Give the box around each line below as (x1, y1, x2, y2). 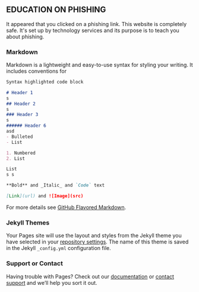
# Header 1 (6, 89, 33, 95)
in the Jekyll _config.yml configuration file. (6, 245, 111, 252)
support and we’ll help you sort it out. (6, 279, 97, 286)
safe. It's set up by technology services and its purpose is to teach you (6, 27, 179, 34)
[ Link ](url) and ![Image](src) (6, 193, 84, 199)
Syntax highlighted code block (6, 79, 84, 85)
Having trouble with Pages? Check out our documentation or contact (6, 272, 174, 280)
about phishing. (6, 33, 45, 40)
